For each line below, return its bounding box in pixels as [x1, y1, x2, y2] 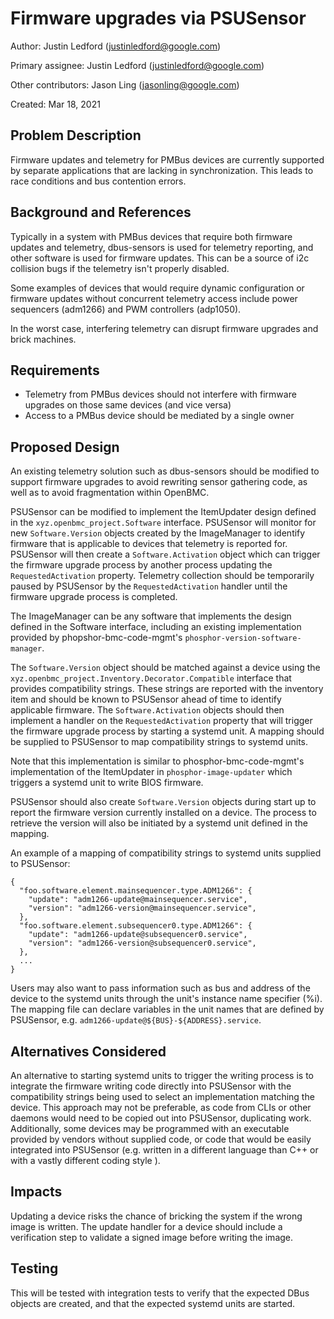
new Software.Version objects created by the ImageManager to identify [10, 527, 306, 539]
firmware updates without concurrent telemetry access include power [10, 292, 298, 304]
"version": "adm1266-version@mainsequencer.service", [28, 903, 257, 914]
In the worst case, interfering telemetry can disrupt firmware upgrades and [10, 322, 319, 334]
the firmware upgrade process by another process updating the [10, 559, 273, 571]
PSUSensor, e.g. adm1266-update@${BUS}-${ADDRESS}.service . [10, 1014, 262, 1026]
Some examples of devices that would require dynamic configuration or [10, 282, 305, 294]
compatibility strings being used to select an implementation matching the [10, 1091, 315, 1102]
